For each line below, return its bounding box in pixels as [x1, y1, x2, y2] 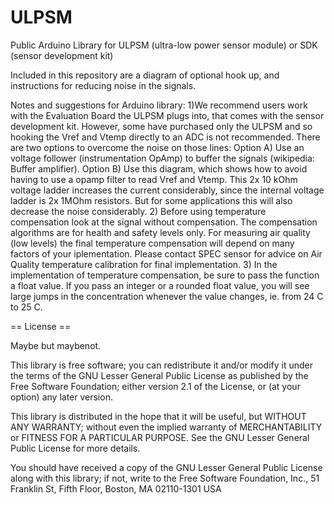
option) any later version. [10, 391, 113, 403]
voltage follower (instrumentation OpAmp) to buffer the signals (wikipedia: [10, 152, 315, 164]
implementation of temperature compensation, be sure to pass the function [10, 269, 320, 281]
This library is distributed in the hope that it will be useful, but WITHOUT [10, 410, 307, 422]
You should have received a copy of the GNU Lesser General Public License [10, 461, 323, 473]
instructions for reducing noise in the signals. [10, 79, 197, 91]
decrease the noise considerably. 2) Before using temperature [10, 205, 267, 217]
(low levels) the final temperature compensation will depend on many [10, 237, 295, 249]
